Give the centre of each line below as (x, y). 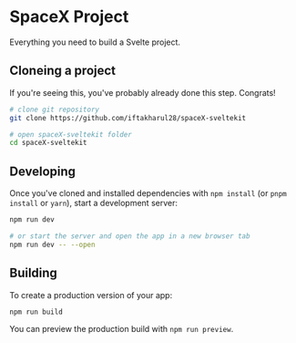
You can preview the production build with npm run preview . (122, 329)
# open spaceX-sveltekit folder (71, 134)
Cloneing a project (63, 71)
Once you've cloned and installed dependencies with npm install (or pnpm (148, 193)
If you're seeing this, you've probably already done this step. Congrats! (143, 92)
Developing (42, 171)
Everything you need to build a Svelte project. (95, 42)
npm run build (36, 312)
